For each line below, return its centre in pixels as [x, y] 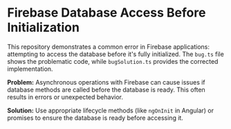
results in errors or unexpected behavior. [65, 97]
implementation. [30, 69]
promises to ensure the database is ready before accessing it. [95, 118]
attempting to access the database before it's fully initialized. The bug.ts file [116, 54]
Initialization [43, 27]
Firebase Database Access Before [107, 13]
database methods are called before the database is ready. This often [106, 89]
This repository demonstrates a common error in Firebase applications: [108, 46]
